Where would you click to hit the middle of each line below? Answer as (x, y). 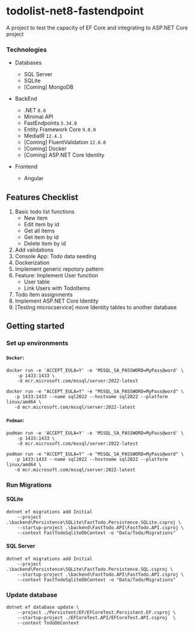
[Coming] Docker (45, 149)
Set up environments (37, 343)
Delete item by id (45, 244)
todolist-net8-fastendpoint (75, 11)
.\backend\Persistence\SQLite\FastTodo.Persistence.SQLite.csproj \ (94, 522)
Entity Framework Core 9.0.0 (60, 130)
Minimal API (39, 117)
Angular (34, 178)
